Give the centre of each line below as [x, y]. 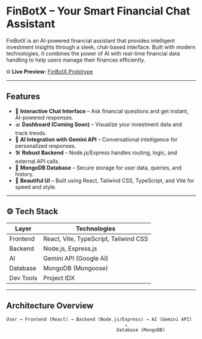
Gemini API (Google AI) [76, 258]
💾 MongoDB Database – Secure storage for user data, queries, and [98, 168]
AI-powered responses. [44, 117]
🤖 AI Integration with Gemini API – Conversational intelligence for [96, 139]
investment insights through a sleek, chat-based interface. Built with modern [101, 47]
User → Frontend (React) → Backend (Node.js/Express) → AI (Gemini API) [99, 320]
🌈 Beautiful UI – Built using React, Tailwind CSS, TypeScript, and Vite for [104, 180]
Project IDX [59, 277]
